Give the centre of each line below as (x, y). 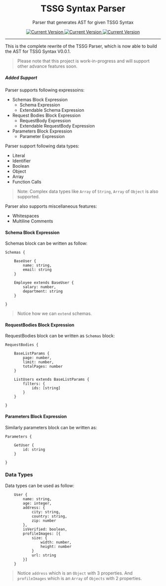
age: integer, (37, 503)
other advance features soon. (47, 66)
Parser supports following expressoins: (45, 90)
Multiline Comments (33, 221)
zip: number (44, 520)
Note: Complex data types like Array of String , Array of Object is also (88, 191)
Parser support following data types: (42, 146)
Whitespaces (26, 216)
